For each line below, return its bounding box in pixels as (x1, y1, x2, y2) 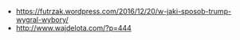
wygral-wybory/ (15, 15, 69, 24)
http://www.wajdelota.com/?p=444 (15, 24, 132, 32)
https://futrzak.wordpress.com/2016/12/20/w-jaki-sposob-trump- (15, 7, 232, 16)
